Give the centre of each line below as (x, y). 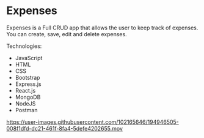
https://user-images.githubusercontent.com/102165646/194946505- (93, 122)
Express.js (28, 84)
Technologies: (24, 46)
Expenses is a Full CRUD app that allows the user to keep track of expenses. (102, 28)
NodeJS (25, 103)
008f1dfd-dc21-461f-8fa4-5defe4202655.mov (65, 128)
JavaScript (29, 58)
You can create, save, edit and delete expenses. (67, 34)
